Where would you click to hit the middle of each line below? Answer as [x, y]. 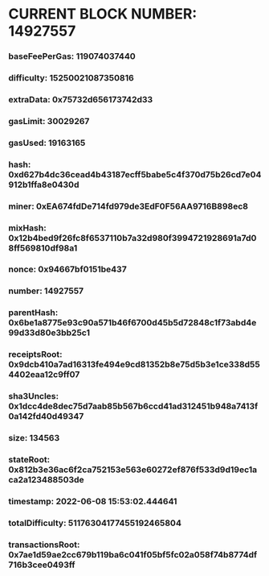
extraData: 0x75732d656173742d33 [81, 99]
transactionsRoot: [44, 545]
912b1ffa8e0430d [44, 184]
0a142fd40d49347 [46, 416]
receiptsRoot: [35, 354]
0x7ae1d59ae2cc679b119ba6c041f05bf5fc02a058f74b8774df [133, 554]
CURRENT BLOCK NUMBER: [103, 14]
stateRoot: [29, 460]
